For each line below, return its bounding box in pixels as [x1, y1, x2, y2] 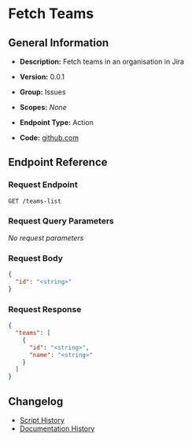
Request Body [8, 252, 63, 263]
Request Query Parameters [8, 215, 114, 226]
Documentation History [19, 424, 95, 433]
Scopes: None [19, 103, 67, 112]
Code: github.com [19, 133, 79, 142]
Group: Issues [19, 87, 66, 97]
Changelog [8, 395, 64, 408]
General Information [8, 36, 109, 50]
